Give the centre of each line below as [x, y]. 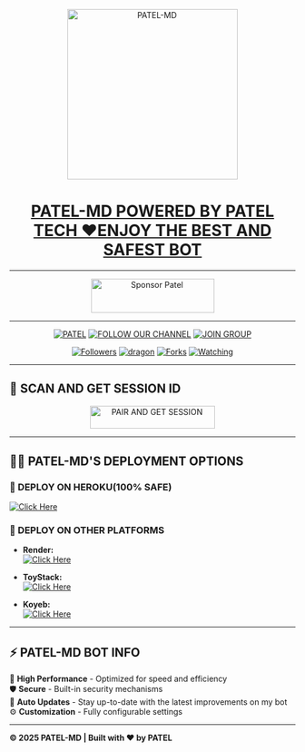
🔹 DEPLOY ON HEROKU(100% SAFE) [91, 487]
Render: [38, 550]
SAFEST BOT [152, 250]
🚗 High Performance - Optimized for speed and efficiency [118, 678]
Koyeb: [36, 605]
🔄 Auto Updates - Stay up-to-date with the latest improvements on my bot [148, 702]
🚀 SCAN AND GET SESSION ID [95, 389]
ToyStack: [42, 578]
